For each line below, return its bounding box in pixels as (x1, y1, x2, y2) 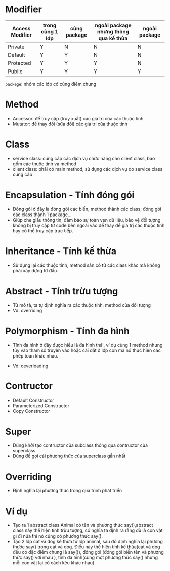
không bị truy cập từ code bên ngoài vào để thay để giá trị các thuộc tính (12, 222, 165, 228)
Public (8, 67, 23, 75)
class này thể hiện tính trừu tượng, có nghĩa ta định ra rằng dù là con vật (12, 527, 163, 533)
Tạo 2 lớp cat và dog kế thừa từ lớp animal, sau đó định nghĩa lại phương (12, 539, 163, 545)
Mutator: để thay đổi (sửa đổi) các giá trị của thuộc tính (12, 121, 128, 127)
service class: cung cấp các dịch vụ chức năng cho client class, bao (12, 155, 155, 161)
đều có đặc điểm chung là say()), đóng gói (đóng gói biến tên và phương (12, 549, 164, 555)
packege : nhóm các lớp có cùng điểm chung (5, 81, 97, 87)
